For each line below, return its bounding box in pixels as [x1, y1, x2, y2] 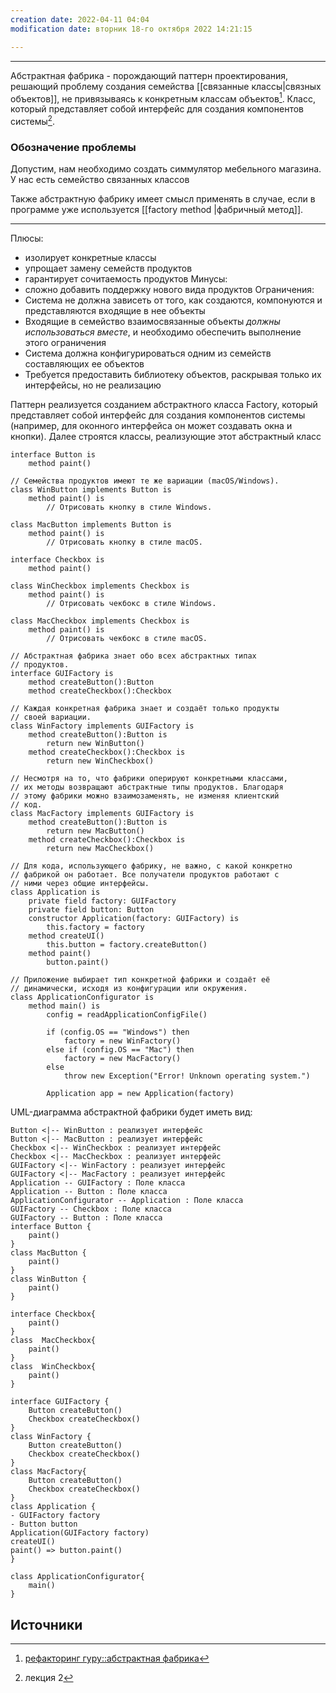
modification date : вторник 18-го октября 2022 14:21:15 [10, 24, 253, 34]
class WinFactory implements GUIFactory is [10, 721, 195, 731]
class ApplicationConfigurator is [10, 992, 155, 1003]
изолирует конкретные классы [24, 252, 157, 264]
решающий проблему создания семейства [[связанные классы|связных [10, 80, 322, 92]
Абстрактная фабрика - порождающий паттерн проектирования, [10, 69, 289, 81]
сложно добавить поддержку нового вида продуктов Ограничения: [24, 284, 315, 296]
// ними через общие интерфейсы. [10, 879, 150, 889]
